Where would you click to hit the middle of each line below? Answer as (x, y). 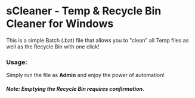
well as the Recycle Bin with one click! (53, 47)
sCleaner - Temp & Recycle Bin (84, 11)
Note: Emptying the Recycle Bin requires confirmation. (75, 88)
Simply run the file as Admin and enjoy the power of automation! (86, 75)
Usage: (17, 62)
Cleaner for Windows (60, 24)
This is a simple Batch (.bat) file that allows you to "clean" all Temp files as (97, 40)
